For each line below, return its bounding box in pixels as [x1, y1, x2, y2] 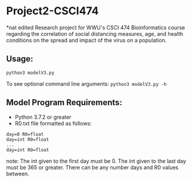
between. [6, 170, 30, 177]
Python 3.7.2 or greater [14, 113, 72, 121]
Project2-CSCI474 [6, 4, 99, 18]
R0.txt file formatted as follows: [14, 119, 92, 127]
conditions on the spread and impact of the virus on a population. [6, 36, 167, 44]
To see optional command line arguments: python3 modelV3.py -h [6, 80, 167, 87]
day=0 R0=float [6, 131, 44, 137]
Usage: [6, 54, 34, 64]
